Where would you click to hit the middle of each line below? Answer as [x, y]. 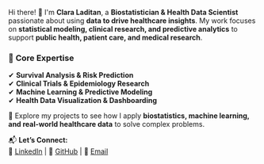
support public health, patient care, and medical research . [105, 37]
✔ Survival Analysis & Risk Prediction [71, 75]
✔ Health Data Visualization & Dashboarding [82, 101]
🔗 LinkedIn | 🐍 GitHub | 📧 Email [58, 151]
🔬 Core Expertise [41, 58]
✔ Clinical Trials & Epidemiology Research [79, 84]
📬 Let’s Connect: [38, 140]
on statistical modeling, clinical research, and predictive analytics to [123, 29]
